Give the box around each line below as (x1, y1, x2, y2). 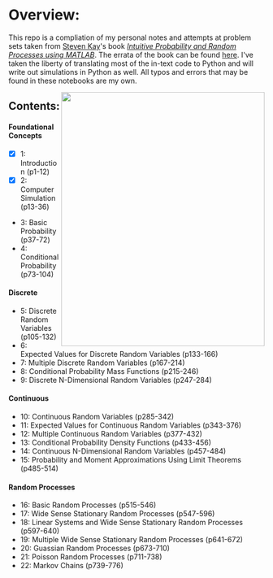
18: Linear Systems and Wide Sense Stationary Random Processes (19, 518, 244, 528)
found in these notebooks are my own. (8, 76, 137, 85)
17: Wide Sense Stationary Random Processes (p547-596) (19, 509, 215, 519)
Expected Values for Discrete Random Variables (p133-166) (19, 349, 219, 359)
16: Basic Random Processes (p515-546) (19, 500, 157, 510)
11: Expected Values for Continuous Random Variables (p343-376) (19, 420, 242, 430)
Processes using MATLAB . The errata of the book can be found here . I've (8, 50, 253, 59)
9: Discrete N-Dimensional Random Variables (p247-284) (19, 375, 213, 385)
